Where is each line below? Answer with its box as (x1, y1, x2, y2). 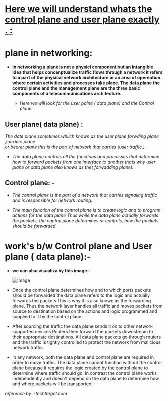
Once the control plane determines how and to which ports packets (12, 287, 151, 293)
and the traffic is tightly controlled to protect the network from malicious (12, 339, 161, 345)
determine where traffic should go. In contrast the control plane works (12, 370, 157, 376)
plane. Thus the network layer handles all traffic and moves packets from (12, 303, 163, 309)
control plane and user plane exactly (5, 14, 160, 25)
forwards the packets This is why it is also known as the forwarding (12, 297, 151, 303)
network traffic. (12, 344, 44, 350)
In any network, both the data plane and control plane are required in (12, 354, 154, 360)
